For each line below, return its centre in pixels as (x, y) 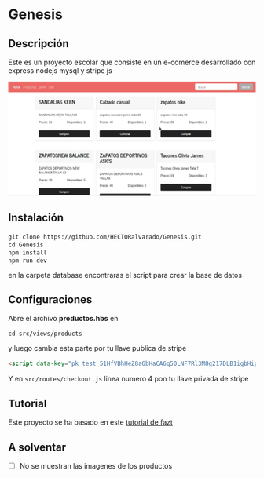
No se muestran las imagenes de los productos (96, 465)
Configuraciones (50, 299)
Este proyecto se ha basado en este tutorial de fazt (90, 422)
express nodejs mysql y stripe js (60, 71)
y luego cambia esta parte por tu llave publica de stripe (97, 348)
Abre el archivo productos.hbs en (63, 319)
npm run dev (27, 261)
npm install (27, 253)
